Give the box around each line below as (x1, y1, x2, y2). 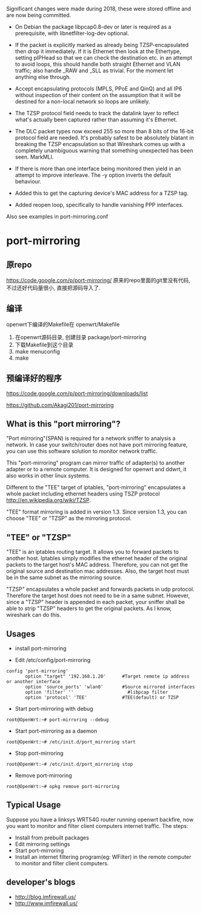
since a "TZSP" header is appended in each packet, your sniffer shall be (6, 599, 185, 606)
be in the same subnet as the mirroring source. (6, 574, 122, 581)
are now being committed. (6, 11, 71, 19)
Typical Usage (6, 800, 61, 810)
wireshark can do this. (6, 611, 61, 619)
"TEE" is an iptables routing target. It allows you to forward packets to (6, 549, 179, 556)
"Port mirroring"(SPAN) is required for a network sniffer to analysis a (6, 434, 176, 442)
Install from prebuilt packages (14, 834, 89, 841)
